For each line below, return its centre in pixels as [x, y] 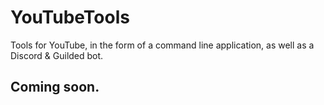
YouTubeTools [70, 17]
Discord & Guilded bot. [57, 55]
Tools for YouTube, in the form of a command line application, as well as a [162, 45]
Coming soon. [55, 87]
